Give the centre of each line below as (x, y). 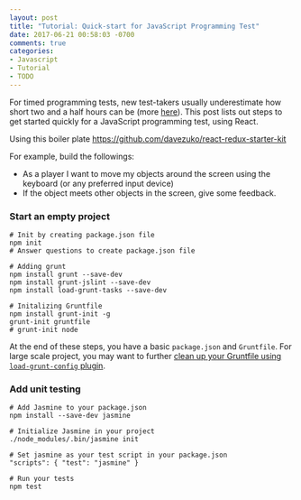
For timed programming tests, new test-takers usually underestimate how (146, 102)
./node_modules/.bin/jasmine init (74, 440)
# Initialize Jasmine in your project (82, 431)
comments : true (38, 43)
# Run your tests (42, 479)
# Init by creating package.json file (82, 236)
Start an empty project (60, 216)
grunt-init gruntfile (50, 322)
